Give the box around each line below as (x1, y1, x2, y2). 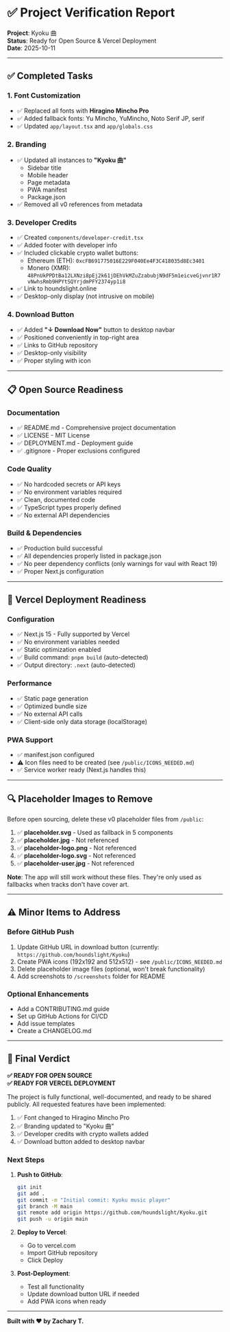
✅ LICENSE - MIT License (16, 431, 90, 440)
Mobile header (27, 170, 68, 179)
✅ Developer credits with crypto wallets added (16, 1129, 149, 1138)
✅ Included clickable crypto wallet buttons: (16, 249, 139, 257)
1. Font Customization (7, 91, 81, 100)
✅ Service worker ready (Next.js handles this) (16, 766, 146, 774)
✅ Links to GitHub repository (16, 341, 98, 349)
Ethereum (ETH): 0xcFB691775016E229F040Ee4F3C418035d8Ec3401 (27, 256, 205, 265)
